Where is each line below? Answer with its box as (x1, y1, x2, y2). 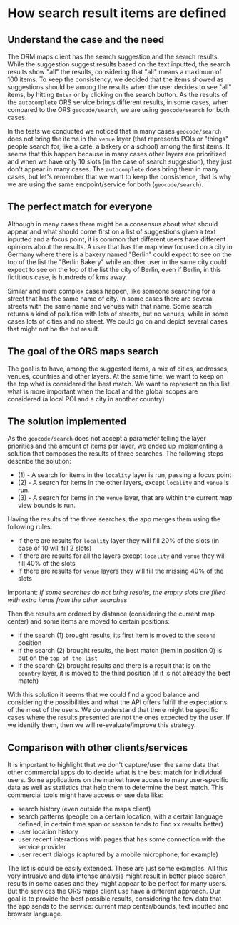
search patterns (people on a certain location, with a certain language (17, 812, 223, 821)
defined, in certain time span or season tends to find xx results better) (17, 820, 223, 829)
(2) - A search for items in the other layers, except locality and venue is (17, 479, 230, 487)
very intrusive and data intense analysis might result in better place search (7, 871, 226, 880)
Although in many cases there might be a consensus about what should (7, 219, 218, 228)
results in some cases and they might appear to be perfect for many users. (7, 879, 227, 888)
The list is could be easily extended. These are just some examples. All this (7, 864, 228, 873)
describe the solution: (7, 457, 71, 466)
